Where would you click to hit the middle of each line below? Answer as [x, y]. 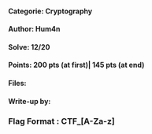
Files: [17, 83]
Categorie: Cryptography [50, 11]
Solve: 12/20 [29, 47]
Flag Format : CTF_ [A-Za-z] [62, 121]
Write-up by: [30, 101]
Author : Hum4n [34, 29]
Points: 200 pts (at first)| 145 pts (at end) [76, 65]
